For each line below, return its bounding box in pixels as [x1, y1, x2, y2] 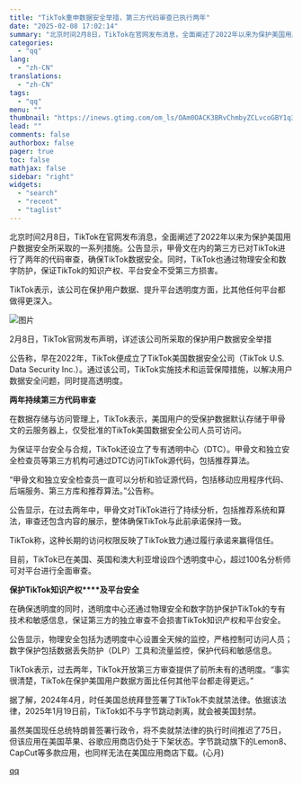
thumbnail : [9, 113, 50, 122]
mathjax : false [9, 164, 67, 173]
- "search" [17, 189, 58, 198]
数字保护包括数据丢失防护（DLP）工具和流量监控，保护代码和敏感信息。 [9, 645, 277, 656]
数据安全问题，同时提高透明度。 [9, 375, 128, 386]
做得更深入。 [9, 295, 57, 306]
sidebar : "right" [9, 172, 75, 181]
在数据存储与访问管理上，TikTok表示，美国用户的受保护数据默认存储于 [9, 413, 271, 424]
